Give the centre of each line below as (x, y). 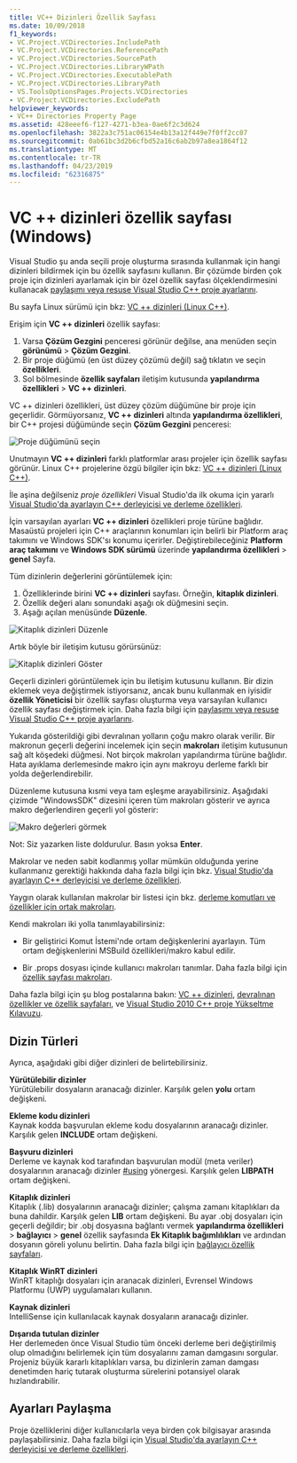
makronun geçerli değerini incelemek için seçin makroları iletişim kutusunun (148, 745)
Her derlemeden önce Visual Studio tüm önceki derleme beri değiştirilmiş (143, 1343)
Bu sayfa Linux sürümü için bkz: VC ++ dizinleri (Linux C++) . (120, 307)
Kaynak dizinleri (40, 1307)
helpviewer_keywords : (49, 108)
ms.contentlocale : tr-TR (55, 157)
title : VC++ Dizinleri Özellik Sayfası (83, 17)
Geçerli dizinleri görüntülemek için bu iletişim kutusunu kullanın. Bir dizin (141, 681)
